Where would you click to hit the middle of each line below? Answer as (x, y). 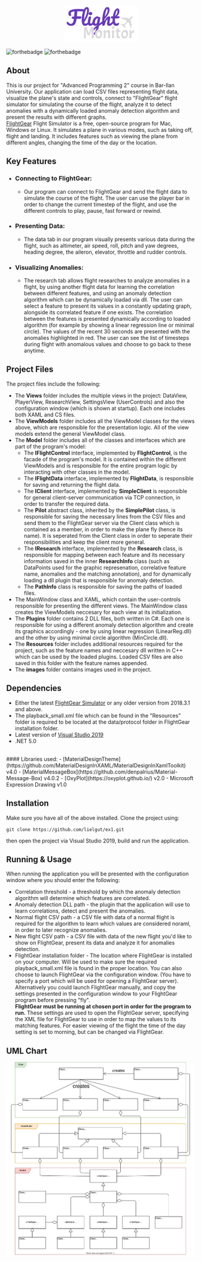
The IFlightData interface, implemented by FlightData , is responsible (109, 478)
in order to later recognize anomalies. (61, 930)
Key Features (31, 162)
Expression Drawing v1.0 (36, 784)
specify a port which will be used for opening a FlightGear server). (97, 981)
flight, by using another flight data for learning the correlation (99, 287)
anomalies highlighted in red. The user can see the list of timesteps (106, 338)
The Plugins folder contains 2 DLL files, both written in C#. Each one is (102, 618)
